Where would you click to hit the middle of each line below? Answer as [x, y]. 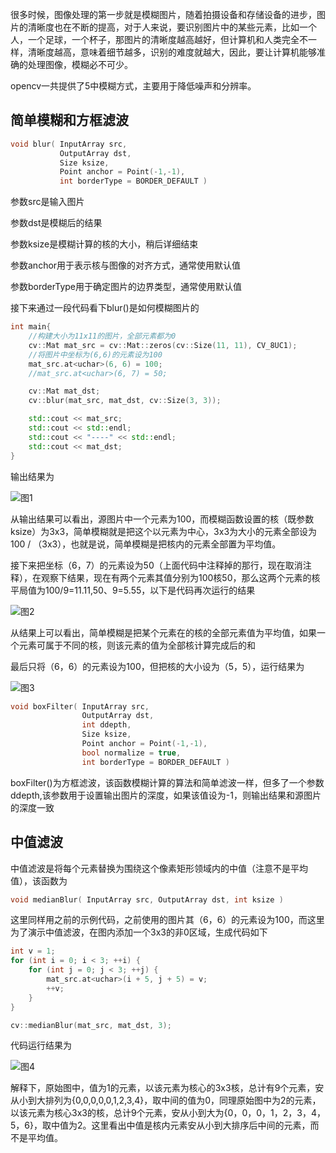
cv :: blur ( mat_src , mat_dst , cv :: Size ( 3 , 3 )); [125, 401]
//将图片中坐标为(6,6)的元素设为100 [95, 354]
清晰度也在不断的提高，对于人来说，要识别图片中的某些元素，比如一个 [172, 27]
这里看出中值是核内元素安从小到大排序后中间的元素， [201, 1125]
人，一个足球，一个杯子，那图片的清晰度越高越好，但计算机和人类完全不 [159, 39]
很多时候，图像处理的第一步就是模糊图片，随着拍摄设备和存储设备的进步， [163, 14]
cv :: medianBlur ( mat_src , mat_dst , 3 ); [91, 1025]
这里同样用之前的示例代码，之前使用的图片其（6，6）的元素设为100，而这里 [167, 920]
